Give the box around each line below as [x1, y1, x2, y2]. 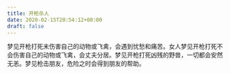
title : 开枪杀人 [7, 10, 49, 17]
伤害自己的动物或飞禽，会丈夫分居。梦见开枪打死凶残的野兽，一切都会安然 [12, 51, 223, 59]
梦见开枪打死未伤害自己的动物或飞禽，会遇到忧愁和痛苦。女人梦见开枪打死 [7, 42, 217, 51]
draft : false [7, 23, 44, 29]
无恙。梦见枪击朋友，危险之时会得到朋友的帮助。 [7, 60, 145, 68]
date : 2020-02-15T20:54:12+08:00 [7, 16, 103, 23]
